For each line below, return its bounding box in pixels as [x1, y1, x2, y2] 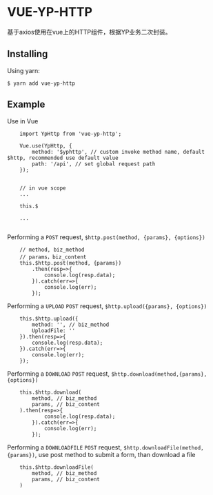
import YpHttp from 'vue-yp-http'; [19, 130, 122, 137]
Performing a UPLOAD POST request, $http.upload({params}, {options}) [7, 301, 207, 310]
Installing [7, 48, 48, 60]
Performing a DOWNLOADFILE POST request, [7, 443, 123, 452]
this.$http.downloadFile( [19, 463, 94, 471]
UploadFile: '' [32, 327, 76, 334]
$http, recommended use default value [7, 154, 119, 161]
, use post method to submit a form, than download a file [34, 450, 196, 458]
